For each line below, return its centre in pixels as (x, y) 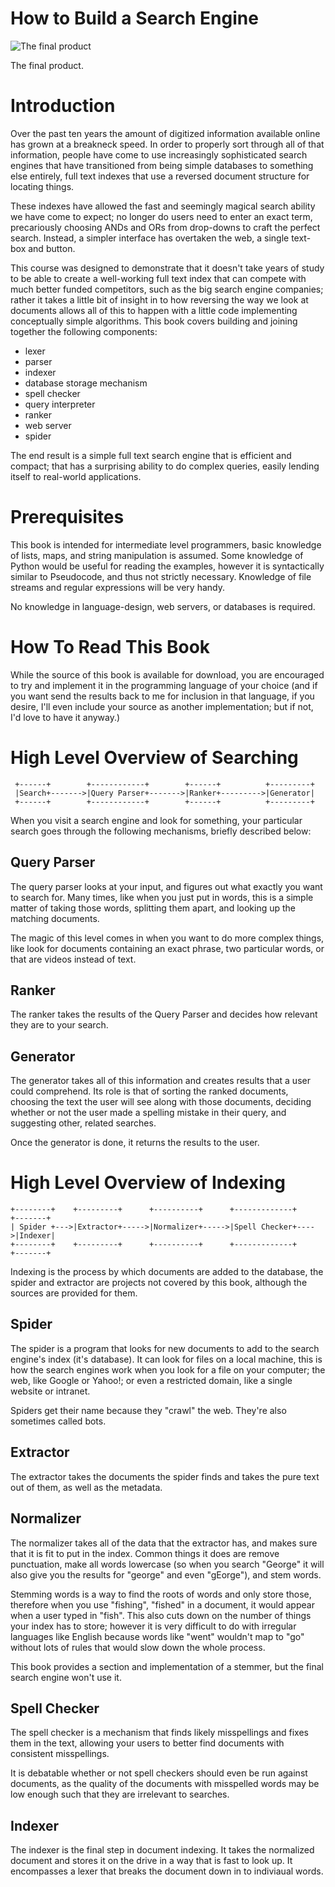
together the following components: (84, 331)
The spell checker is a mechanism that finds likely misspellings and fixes (159, 1733)
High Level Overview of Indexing (148, 1183)
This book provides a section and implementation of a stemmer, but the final (167, 1666)
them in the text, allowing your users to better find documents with (147, 1743)
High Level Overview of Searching (154, 757)
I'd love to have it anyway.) (65, 717)
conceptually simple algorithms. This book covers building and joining (154, 321)
